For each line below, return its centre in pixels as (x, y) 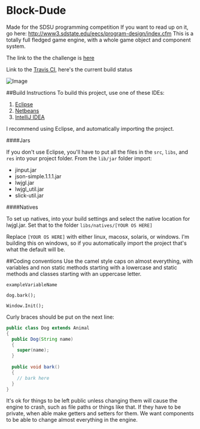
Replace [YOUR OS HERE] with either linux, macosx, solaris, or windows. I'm (98, 236)
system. (16, 46)
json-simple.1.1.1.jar (38, 176)
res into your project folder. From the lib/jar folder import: (79, 158)
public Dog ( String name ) (43, 339)
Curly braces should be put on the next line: (60, 317)
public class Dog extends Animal (48, 328)
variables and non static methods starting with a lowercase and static (92, 267)
